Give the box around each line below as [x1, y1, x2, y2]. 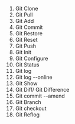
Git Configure [15, 55, 48, 62]
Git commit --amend [15, 92, 65, 99]
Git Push [15, 42, 37, 49]
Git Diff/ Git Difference [15, 86, 70, 93]
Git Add [15, 18, 34, 24]
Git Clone [15, 5, 38, 12]
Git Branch [15, 99, 41, 105]
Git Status [15, 61, 40, 68]
